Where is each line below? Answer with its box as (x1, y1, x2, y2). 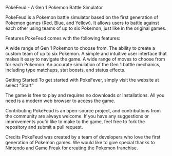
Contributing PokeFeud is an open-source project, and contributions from (5, 108, 161, 113)
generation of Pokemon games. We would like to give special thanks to (5, 140, 155, 145)
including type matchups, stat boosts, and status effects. (5, 67, 126, 73)
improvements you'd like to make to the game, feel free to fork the (5, 119, 145, 125)
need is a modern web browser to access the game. (5, 98, 116, 104)
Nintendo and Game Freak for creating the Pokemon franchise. (5, 145, 138, 151)
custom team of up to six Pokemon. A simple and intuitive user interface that (5, 51, 167, 56)
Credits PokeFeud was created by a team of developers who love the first (5, 134, 161, 140)
